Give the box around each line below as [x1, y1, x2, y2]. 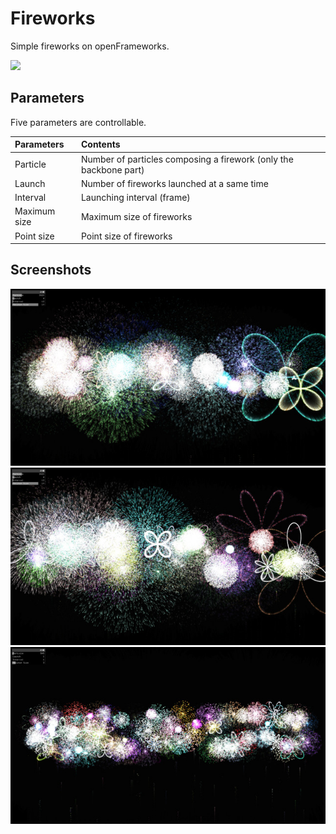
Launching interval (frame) [80, 192, 191, 203]
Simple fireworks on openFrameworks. [10, 40, 170, 52]
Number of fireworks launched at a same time [80, 177, 269, 189]
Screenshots [10, 262, 92, 279]
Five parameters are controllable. [10, 116, 147, 128]
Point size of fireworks [80, 230, 173, 242]
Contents [80, 138, 121, 151]
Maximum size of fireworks [80, 210, 193, 222]
